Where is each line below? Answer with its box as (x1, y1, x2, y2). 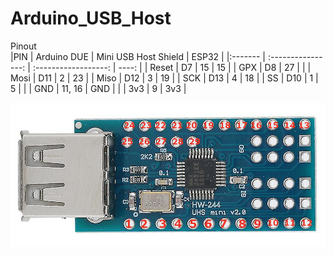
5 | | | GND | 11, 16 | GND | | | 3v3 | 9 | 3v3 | (10, 82, 187, 94)
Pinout (10, 40, 37, 52)
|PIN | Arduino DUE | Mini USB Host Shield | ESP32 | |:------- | (10, 50, 267, 62)
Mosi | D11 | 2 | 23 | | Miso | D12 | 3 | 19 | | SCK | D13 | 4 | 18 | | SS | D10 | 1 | (10, 72, 319, 84)
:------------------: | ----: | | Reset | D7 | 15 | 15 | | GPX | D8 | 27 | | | (32, 61, 312, 73)
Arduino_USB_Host (10, 7, 172, 30)
